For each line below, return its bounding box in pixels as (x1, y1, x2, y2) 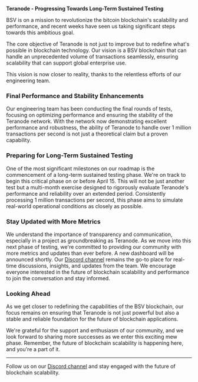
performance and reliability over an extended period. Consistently (6, 190, 166, 197)
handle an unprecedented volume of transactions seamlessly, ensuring (6, 53, 179, 60)
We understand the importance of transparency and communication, (6, 231, 173, 238)
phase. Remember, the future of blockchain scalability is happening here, (6, 339, 184, 347)
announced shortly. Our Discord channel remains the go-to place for (6, 255, 172, 263)
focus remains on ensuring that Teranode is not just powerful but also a (6, 309, 180, 316)
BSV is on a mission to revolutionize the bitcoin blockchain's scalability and (6, 17, 189, 23)
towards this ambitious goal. (6, 29, 75, 36)
